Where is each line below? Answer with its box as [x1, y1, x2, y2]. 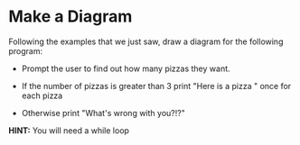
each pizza [21, 90, 63, 101]
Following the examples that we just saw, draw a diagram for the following [8, 36, 284, 47]
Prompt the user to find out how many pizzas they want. [21, 63, 231, 74]
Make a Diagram [8, 6, 133, 27]
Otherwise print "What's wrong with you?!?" [21, 107, 186, 118]
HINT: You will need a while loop [8, 124, 130, 136]
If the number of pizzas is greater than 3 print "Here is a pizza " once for [21, 80, 292, 91]
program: [8, 45, 43, 56]
